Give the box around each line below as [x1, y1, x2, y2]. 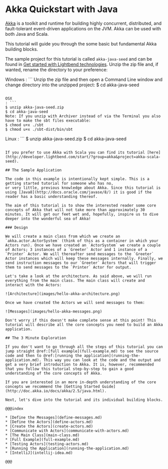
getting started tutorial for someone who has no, [5, 181, 114, 186]
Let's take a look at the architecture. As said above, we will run [5, 274, 152, 279]
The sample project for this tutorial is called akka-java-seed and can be [5, 56, 152, 62]
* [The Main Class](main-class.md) [5, 433, 80, 438]
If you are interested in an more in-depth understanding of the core [5, 380, 156, 385]
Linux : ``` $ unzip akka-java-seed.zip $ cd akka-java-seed [5, 135, 127, 142]
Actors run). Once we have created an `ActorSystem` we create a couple [5, 242, 161, 248]
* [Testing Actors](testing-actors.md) [5, 441, 89, 446]
